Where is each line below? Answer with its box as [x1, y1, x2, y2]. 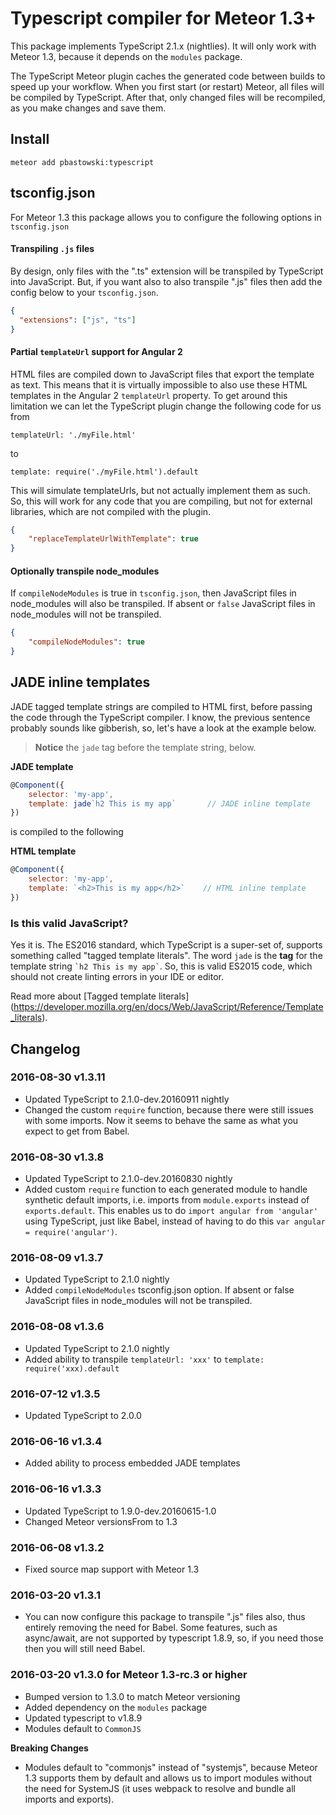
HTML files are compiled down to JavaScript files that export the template [10, 368, 315, 380]
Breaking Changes [10, 1742, 89, 1754]
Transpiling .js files [10, 243, 95, 255]
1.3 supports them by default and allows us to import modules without [24, 1772, 313, 1784]
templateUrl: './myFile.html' [10, 430, 137, 440]
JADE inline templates [10, 674, 151, 691]
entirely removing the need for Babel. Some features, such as [24, 1622, 278, 1634]
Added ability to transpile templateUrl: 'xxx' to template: [24, 1353, 265, 1365]
